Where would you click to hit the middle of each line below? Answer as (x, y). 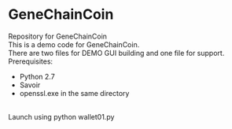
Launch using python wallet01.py (61, 116)
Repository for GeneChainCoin (58, 36)
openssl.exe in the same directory (74, 93)
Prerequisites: (31, 61)
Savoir (30, 85)
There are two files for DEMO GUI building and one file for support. (116, 53)
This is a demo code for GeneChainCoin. (74, 44)
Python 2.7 (37, 76)
